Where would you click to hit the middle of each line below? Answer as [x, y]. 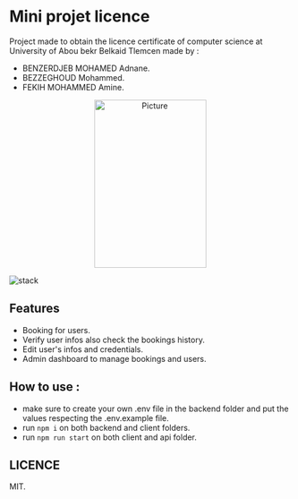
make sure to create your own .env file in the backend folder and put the [155, 409]
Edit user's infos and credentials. [82, 349]
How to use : [45, 387]
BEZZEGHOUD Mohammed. [73, 77]
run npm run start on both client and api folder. [109, 437]
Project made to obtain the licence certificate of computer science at [136, 41]
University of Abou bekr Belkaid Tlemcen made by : [104, 50]
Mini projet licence [80, 17]
